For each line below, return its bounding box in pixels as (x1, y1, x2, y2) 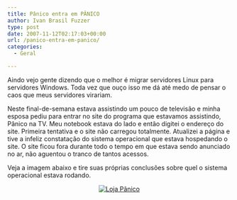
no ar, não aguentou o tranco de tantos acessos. (7, 150, 149, 158)
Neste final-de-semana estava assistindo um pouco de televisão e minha (7, 104, 221, 113)
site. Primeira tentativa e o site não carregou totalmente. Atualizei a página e (7, 127, 231, 135)
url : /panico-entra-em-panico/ (7, 37, 100, 44)
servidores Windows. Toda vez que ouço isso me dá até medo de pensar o (7, 83, 226, 91)
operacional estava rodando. (7, 171, 92, 179)
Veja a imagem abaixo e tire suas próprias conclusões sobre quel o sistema (7, 163, 228, 172)
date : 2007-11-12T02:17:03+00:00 (7, 30, 106, 38)
